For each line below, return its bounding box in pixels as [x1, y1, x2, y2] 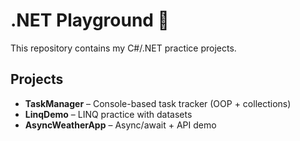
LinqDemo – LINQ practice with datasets [24, 108, 193, 120]
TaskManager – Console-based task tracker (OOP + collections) [24, 97, 292, 109]
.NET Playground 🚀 [10, 9, 170, 32]
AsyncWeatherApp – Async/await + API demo [24, 119, 217, 131]
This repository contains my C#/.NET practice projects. [10, 42, 237, 54]
